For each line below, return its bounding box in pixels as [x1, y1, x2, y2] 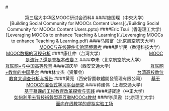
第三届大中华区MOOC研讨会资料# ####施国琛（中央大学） [25, 15, 144, 21]
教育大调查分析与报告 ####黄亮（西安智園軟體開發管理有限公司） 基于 [9, 75, 160, 81]
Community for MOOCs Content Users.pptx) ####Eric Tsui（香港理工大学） [7, 26, 162, 32]
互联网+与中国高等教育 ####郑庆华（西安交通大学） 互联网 [5, 63, 164, 69]
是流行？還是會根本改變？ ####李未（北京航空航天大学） [25, 57, 144, 62]
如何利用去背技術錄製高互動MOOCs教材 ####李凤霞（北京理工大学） [14, 94, 155, 100]
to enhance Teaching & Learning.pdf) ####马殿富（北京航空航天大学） [11, 38, 158, 44]
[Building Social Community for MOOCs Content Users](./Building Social [10, 20, 159, 26]
